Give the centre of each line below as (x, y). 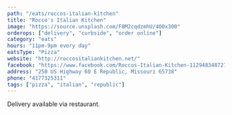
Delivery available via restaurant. (54, 104)
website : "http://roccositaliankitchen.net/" (74, 59)
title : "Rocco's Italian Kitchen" (57, 20)
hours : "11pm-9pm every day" (49, 46)
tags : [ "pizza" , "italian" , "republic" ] (66, 85)
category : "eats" (32, 39)
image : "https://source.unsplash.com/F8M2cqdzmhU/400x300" (94, 26)
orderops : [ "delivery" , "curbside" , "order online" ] (85, 33)
